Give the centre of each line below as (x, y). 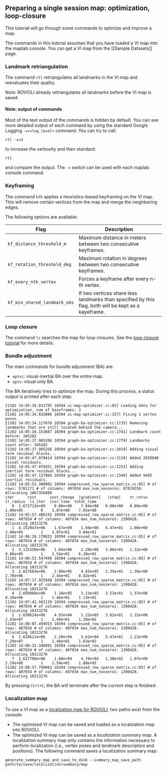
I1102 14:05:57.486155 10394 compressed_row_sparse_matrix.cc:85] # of (81, 515)
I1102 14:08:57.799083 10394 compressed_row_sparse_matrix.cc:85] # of (81, 668)
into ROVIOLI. (26, 730)
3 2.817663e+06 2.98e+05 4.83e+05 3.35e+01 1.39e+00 (80, 572)
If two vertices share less (108, 293)
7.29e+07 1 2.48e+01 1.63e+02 (51, 641)
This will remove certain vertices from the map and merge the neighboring (81, 202)
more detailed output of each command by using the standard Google (77, 125)
